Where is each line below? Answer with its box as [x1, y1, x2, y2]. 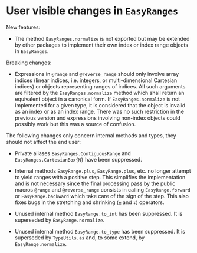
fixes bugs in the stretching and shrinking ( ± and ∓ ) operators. [14, 199, 165, 206]
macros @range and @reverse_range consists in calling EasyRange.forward [14, 186, 191, 193]
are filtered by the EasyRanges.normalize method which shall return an [14, 89, 185, 96]
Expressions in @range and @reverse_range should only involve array [14, 70, 179, 77]
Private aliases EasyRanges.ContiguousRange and [14, 149, 131, 157]
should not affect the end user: [6, 138, 81, 145]
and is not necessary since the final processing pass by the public [14, 180, 176, 187]
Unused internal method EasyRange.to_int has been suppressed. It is [14, 210, 183, 217]
